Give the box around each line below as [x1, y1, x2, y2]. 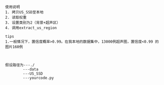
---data [23, 67, 39, 72]
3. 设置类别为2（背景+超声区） [5, 20, 61, 25]
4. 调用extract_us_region [5, 26, 57, 30]
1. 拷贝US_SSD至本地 [5, 10, 43, 15]
